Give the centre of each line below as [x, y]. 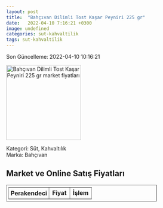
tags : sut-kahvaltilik [34, 40]
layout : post [22, 12]
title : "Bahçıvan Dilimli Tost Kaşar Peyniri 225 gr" [76, 17]
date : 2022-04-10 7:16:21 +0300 [49, 23]
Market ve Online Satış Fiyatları [66, 174]
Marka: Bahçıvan [27, 155]
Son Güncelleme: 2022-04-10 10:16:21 [53, 57]
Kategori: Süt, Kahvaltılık [36, 148]
